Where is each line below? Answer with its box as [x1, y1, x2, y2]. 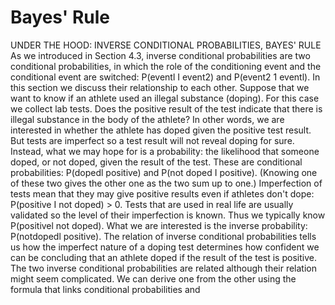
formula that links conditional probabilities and [10, 283, 201, 295]
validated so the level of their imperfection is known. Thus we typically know [10, 209, 326, 221]
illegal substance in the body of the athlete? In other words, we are [10, 113, 285, 125]
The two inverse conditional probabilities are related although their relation [10, 262, 318, 274]
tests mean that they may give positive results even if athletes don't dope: [10, 187, 315, 200]
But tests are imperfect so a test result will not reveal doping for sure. [10, 134, 295, 146]
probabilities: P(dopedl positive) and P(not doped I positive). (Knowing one [10, 166, 318, 178]
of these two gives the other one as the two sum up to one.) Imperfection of [10, 177, 323, 189]
